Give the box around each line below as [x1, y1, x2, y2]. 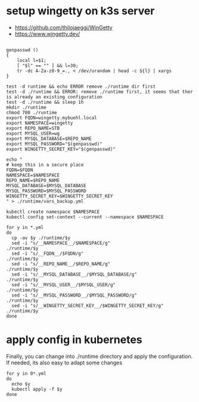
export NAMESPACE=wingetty [6, 120, 73, 126]
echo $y [11, 381, 31, 387]
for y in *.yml [6, 224, 44, 230]
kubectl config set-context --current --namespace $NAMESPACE [6, 214, 164, 220]
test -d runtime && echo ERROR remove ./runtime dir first [6, 84, 156, 89]
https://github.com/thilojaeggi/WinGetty [14, 24, 113, 31]
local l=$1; [17, 57, 46, 63]
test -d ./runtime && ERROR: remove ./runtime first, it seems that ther [6, 88, 194, 95]
